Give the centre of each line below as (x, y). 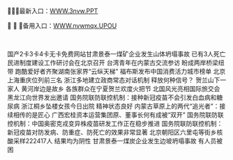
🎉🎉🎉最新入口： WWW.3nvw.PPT (53, 11)
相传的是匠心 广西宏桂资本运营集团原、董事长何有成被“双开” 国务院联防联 (119, 115)
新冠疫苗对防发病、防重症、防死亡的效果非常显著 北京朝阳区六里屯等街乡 (112, 132)
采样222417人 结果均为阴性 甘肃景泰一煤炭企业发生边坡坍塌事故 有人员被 (118, 141)
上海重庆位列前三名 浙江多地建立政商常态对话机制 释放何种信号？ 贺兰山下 (114, 80)
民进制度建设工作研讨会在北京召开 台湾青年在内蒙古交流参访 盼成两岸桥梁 (113, 63)
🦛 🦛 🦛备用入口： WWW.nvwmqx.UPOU (62, 26)
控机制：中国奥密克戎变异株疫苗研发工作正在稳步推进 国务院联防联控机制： (115, 123)
